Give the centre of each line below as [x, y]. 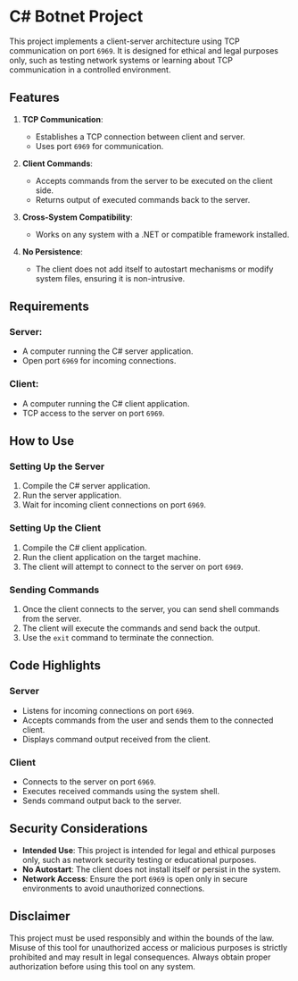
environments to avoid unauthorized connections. [113, 888]
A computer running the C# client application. [106, 403]
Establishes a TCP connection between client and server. [140, 137]
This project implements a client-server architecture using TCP [124, 41]
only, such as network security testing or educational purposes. [139, 859]
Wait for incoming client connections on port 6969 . [114, 505]
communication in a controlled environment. [90, 70]
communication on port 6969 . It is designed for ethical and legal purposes [144, 50]
